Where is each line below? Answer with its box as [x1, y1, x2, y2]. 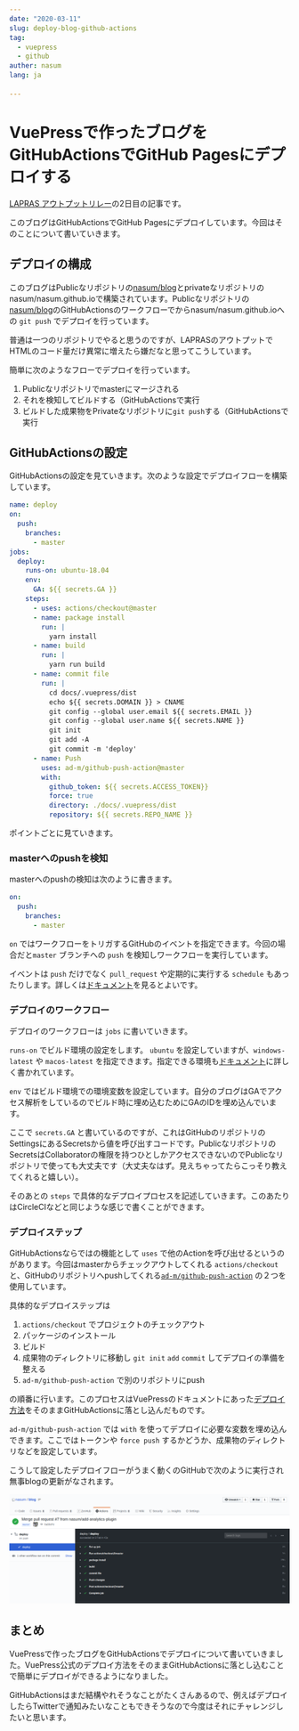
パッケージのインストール [21, 1330, 117, 1341]
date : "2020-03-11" [9, 14, 82, 23]
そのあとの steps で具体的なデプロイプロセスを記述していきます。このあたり [9, 1191, 290, 1201]
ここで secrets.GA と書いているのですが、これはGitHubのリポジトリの [9, 1127, 266, 1138]
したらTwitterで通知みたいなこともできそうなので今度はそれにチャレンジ [9, 1701, 276, 1711]
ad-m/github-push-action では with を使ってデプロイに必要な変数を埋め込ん [9, 1424, 287, 1434]
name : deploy [9, 500, 58, 509]
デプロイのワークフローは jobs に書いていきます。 [9, 1026, 193, 1036]
